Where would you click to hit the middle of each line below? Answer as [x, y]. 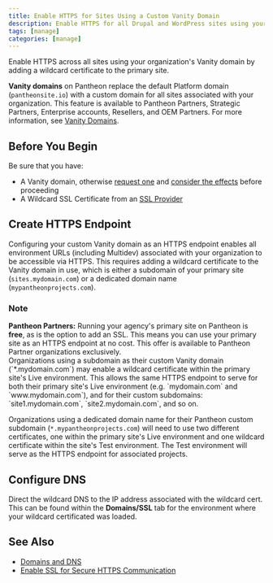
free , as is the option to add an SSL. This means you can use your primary [133, 335]
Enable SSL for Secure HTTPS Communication [98, 570]
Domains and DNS [51, 561]
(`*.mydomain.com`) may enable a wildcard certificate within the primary [129, 369]
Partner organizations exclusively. [65, 352]
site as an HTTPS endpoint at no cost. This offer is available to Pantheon [129, 343]
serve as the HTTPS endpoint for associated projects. [98, 454]
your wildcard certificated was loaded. [73, 516]
